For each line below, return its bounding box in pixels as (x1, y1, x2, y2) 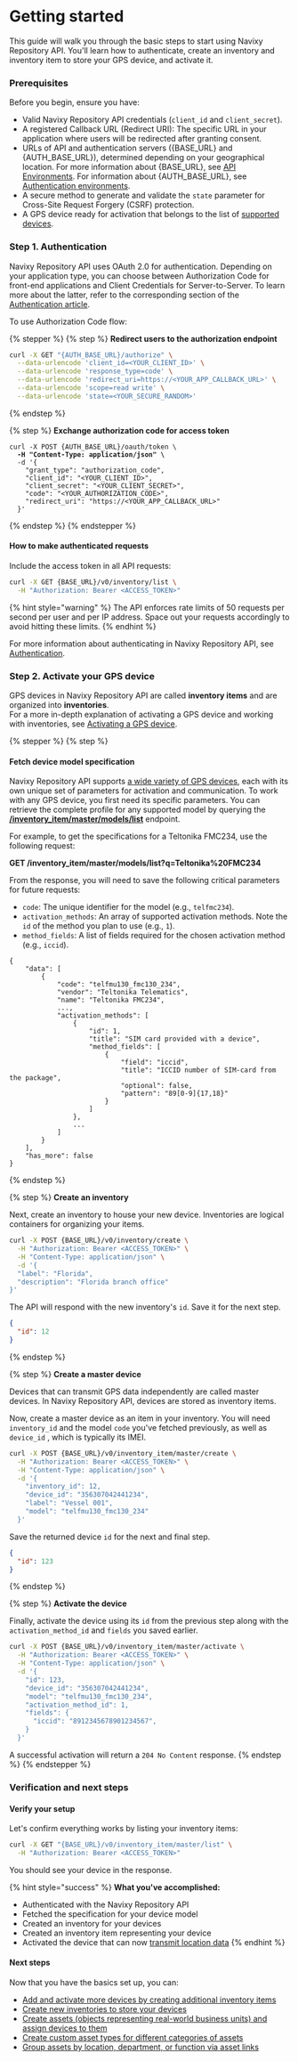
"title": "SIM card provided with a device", (88, 1035, 261, 1043)
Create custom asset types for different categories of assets (21, 2033, 244, 2043)
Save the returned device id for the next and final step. (9, 1531, 211, 1542)
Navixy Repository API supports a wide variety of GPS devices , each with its (9, 776, 289, 787)
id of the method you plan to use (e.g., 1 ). (21, 921, 175, 931)
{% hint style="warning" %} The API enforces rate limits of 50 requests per (9, 602, 285, 613)
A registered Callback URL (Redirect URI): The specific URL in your (21, 124, 267, 134)
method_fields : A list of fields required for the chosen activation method (21, 930, 286, 941)
